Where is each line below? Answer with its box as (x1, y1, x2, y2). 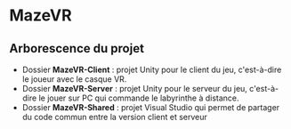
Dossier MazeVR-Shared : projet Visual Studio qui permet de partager (21, 102, 280, 112)
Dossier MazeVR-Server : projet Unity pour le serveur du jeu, (21, 84, 247, 93)
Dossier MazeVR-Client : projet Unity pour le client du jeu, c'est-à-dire (21, 64, 282, 75)
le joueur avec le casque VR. (21, 74, 127, 85)
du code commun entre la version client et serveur (21, 112, 207, 122)
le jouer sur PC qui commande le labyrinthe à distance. (38, 93, 239, 103)
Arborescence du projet (9, 41, 145, 56)
